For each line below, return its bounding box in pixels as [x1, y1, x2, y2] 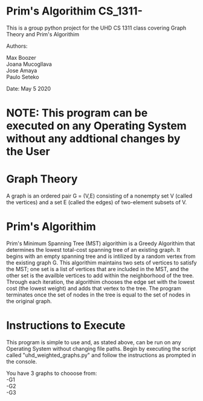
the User [6, 145, 50, 158]
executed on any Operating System [6, 119, 187, 133]
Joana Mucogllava [6, 60, 53, 68]
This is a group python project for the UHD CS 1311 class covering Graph [6, 24, 187, 31]
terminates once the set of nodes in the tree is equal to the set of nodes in [6, 291, 190, 298]
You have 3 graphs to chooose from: [6, 370, 97, 377]
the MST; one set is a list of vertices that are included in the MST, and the [6, 266, 189, 272]
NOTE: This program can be [6, 106, 148, 120]
